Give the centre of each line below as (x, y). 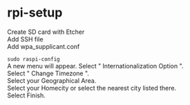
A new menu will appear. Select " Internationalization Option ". (95, 66)
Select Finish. (27, 95)
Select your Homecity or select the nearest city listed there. (92, 88)
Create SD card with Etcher (46, 32)
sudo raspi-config (34, 59)
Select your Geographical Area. (52, 80)
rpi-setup (35, 13)
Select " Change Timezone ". (48, 73)
